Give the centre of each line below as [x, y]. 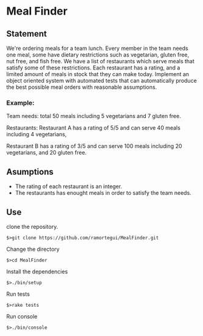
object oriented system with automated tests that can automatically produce [102, 81]
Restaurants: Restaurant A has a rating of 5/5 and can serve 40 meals [93, 128]
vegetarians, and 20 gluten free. [46, 153]
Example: [20, 103]
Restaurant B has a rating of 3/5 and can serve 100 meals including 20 [94, 146]
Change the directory [33, 249]
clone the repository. [32, 226]
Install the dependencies [37, 271]
